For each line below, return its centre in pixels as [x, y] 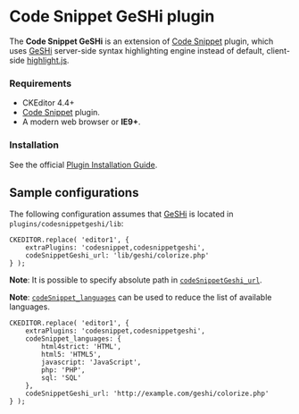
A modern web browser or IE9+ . [81, 122]
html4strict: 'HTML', [82, 347]
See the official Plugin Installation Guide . [83, 165]
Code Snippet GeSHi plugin [112, 17]
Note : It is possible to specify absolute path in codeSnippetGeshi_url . [136, 280]
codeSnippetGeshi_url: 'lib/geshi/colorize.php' [117, 256]
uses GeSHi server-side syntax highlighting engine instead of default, [137, 50]
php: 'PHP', [64, 370]
